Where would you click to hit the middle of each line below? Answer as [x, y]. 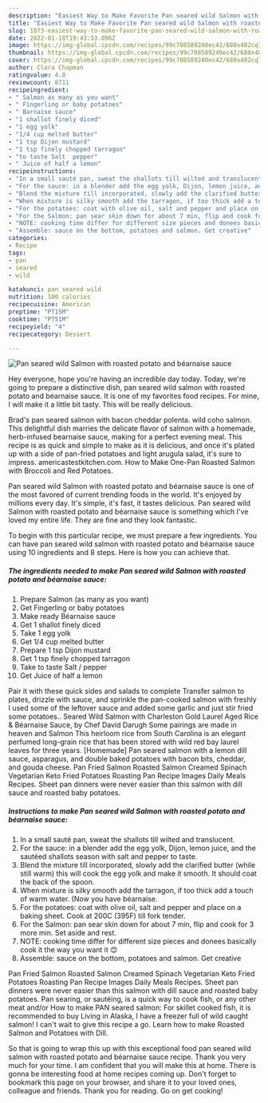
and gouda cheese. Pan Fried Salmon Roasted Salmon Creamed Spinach [128, 767]
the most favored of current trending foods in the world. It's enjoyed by [125, 494]
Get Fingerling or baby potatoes [72, 608]
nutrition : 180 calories [49, 297]
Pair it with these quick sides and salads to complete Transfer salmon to [126, 691]
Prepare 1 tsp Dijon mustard [65, 650]
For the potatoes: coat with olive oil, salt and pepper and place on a [130, 908]
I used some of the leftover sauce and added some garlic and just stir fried [131, 708]
